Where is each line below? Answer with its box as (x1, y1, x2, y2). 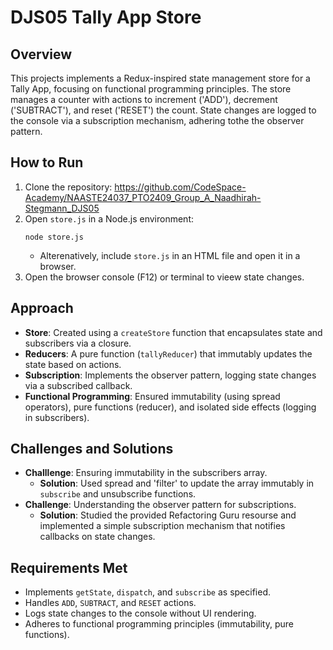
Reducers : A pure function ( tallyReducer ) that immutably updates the (24, 347, 313, 360)
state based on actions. (24, 358, 122, 370)
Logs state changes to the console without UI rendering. (24, 607, 257, 620)
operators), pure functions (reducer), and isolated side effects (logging (24, 401, 317, 413)
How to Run (10, 154, 84, 171)
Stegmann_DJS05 (24, 202, 100, 214)
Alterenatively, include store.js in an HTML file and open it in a (39, 249, 301, 261)
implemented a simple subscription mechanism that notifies (39, 520, 286, 532)
